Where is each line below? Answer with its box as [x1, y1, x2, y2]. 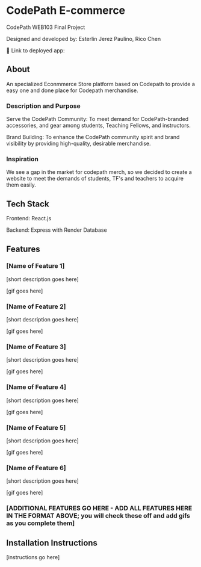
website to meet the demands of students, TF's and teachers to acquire [6, 175, 184, 182]
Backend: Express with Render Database [6, 226, 107, 234]
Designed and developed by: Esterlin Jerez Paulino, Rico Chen [6, 35, 161, 42]
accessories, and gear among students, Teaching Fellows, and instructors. [6, 122, 191, 129]
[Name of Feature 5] [6, 423, 66, 432]
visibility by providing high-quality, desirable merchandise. [6, 140, 151, 147]
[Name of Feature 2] [6, 302, 66, 311]
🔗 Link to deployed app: [6, 46, 65, 54]
